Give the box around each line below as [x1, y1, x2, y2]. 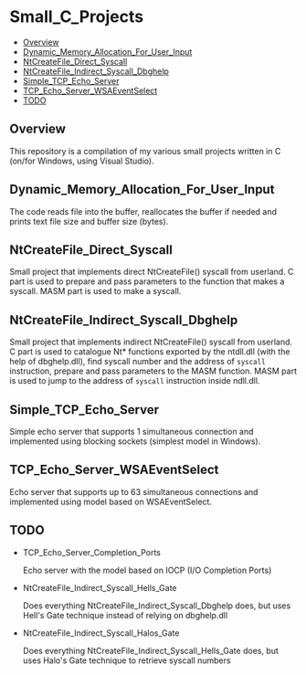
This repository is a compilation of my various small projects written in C [9, 145, 281, 156]
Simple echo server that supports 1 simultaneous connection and [9, 427, 254, 437]
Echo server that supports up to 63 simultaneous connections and [9, 486, 259, 497]
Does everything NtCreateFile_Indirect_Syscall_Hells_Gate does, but [22, 645, 279, 656]
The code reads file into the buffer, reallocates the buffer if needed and [9, 206, 277, 216]
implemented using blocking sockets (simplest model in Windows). [9, 436, 261, 447]
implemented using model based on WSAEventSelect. [9, 496, 213, 507]
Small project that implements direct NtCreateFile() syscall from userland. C [9, 267, 294, 278]
